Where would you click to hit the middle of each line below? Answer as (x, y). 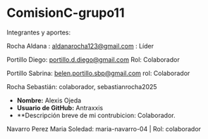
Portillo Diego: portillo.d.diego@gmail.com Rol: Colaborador (93, 59)
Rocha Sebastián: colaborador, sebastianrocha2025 (82, 86)
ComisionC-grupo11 (66, 13)
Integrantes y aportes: (39, 32)
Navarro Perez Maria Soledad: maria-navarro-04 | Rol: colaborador (104, 128)
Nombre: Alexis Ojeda (49, 100)
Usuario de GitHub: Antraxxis (60, 107)
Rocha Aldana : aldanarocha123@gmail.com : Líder (80, 46)
